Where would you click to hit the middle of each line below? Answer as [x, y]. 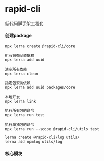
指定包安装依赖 [18, 83]
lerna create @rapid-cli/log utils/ [42, 138]
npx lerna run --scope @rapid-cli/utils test [52, 129]
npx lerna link [21, 102]
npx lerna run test [25, 115]
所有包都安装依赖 [20, 56]
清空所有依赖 [16, 70]
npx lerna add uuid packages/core [40, 88]
